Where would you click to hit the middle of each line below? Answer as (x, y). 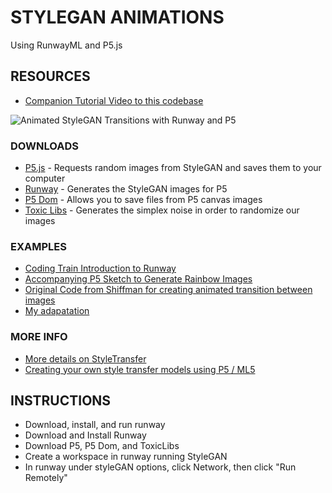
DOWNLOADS (44, 146)
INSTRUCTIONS (61, 401)
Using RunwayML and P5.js (66, 45)
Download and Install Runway (85, 435)
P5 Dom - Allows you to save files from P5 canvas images (143, 200)
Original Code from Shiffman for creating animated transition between (168, 290)
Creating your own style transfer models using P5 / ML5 (140, 369)
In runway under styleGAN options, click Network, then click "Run (160, 467)
